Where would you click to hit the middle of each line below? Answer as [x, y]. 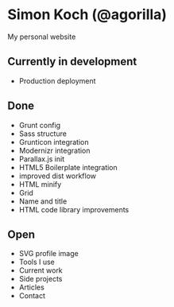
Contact [32, 296]
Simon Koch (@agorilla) [87, 15]
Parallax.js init [42, 159]
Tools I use [37, 262]
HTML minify [40, 184]
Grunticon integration [54, 142]
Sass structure [43, 134]
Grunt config [40, 125]
